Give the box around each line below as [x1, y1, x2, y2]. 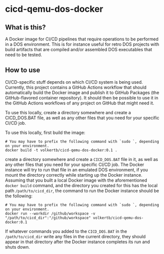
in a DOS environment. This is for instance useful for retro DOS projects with [5, 41, 160, 47]
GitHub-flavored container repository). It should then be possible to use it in [5, 95, 159, 100]
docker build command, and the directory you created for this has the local [5, 182, 158, 188]
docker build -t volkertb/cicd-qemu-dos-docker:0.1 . [5, 148, 118, 153]
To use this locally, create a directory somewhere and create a [5, 109, 131, 115]
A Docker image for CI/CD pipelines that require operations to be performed [5, 36, 159, 42]
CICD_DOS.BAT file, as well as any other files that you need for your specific [5, 115, 160, 121]
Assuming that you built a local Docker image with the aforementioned [5, 177, 147, 183]
